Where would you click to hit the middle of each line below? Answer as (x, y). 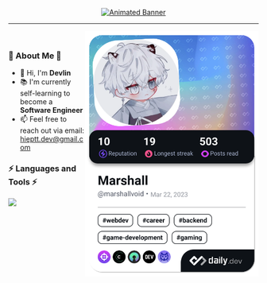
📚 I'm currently (45, 82)
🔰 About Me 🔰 (35, 56)
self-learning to (45, 93)
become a (36, 102)
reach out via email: (52, 130)
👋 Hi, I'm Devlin (45, 73)
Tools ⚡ (23, 182)
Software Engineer (51, 110)
